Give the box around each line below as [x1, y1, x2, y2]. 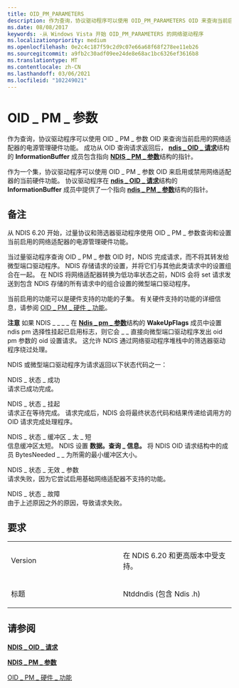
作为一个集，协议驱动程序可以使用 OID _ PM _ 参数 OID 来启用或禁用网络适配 [7, 168, 232, 176]
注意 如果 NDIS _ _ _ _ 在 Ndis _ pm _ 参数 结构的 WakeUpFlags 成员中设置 [7, 319, 222, 327]
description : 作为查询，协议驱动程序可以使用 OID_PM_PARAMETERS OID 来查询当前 [7, 17, 228, 24]
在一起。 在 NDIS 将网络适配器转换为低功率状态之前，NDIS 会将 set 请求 [13, 270, 225, 279]
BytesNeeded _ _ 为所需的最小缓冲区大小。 [15, 451, 141, 459]
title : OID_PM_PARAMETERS [7, 10, 84, 18]
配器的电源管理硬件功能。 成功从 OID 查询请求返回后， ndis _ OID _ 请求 [7, 143, 217, 152]
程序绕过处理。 [7, 345, 51, 354]
